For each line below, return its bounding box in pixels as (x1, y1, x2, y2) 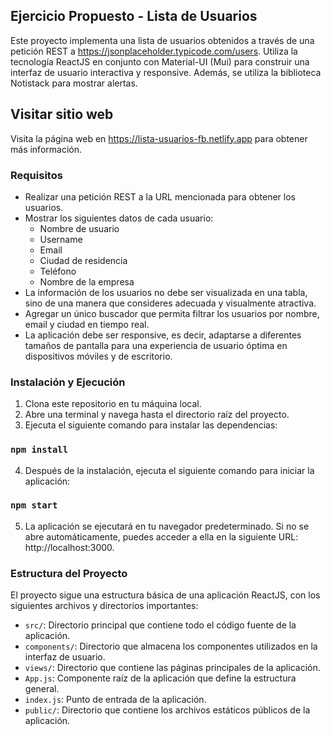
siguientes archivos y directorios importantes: (10, 600, 199, 612)
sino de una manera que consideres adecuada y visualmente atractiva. (24, 297, 317, 309)
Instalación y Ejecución (10, 375, 126, 389)
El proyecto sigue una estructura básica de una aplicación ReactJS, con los (10, 589, 321, 601)
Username (39, 233, 83, 245)
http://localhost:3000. (24, 541, 115, 553)
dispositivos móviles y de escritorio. (24, 350, 173, 362)
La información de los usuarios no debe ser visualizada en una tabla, (24, 286, 308, 298)
